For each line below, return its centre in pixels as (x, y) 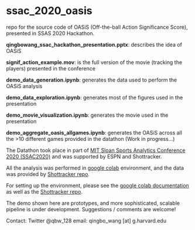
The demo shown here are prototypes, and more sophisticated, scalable (93, 203)
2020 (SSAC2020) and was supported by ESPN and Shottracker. (84, 156)
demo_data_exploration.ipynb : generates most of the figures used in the (95, 97)
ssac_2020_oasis (49, 11)
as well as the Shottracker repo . (45, 191)
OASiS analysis (24, 86)
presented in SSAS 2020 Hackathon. (50, 33)
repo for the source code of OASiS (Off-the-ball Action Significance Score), (97, 27)
